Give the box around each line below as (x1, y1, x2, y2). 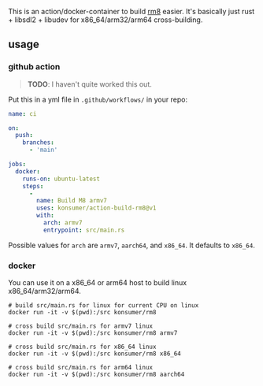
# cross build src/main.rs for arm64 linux (8, 364, 154, 372)
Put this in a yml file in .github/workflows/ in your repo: (8, 95, 187, 104)
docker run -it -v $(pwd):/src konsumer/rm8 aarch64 (8, 370, 185, 379)
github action (8, 61, 61, 72)
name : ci (8, 109, 37, 117)
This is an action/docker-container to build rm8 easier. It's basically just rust (8, 7, 255, 16)
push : (15, 132, 34, 139)
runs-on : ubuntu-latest (22, 175, 101, 183)
